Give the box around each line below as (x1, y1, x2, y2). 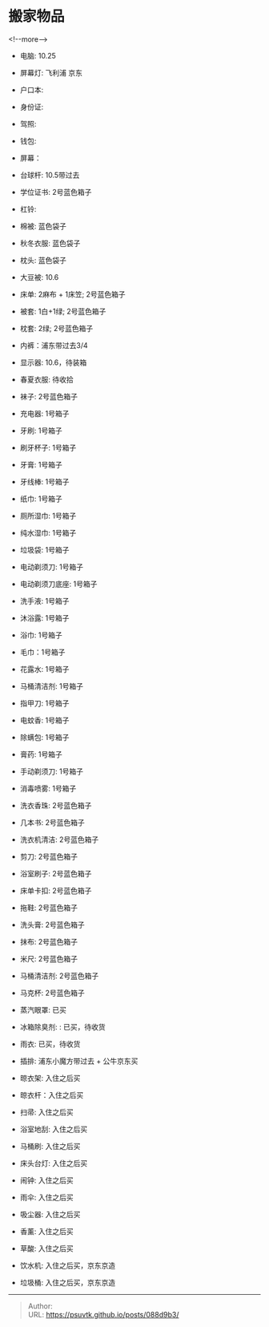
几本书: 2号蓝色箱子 (19, 817, 86, 827)
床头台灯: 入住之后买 (19, 1158, 88, 1167)
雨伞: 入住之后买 (19, 1192, 74, 1202)
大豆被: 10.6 (19, 272, 59, 281)
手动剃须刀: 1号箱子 (19, 767, 84, 776)
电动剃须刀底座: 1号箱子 (19, 579, 98, 589)
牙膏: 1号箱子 (19, 459, 62, 469)
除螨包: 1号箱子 (19, 732, 70, 742)
